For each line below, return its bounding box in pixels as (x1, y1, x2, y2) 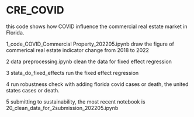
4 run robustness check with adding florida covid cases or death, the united (6, 80, 189, 88)
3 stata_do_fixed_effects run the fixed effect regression (6, 69, 139, 76)
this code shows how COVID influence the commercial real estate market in (6, 23, 188, 30)
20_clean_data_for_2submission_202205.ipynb (6, 104, 119, 111)
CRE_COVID (6, 4, 64, 17)
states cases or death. (6, 87, 60, 94)
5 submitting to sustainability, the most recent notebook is (6, 98, 145, 105)
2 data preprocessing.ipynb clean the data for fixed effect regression (6, 58, 172, 65)
